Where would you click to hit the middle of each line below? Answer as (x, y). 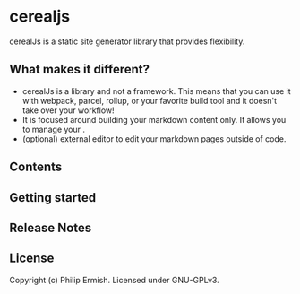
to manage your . (54, 129)
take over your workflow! (68, 110)
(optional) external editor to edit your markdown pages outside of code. (154, 138)
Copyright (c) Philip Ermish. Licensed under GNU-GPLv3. (114, 280)
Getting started (53, 198)
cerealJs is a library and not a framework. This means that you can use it (156, 91)
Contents (36, 167)
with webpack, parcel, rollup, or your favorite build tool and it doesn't (150, 100)
